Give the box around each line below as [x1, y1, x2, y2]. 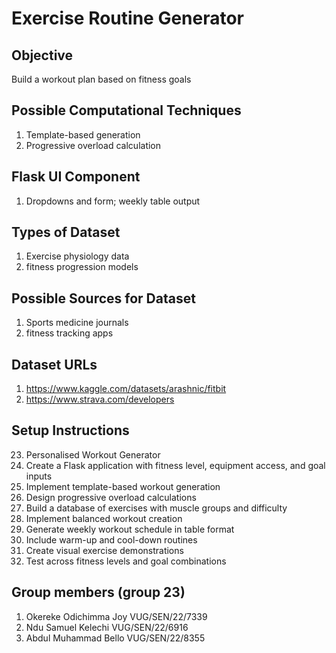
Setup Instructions [11, 422, 130, 439]
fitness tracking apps [25, 327, 114, 339]
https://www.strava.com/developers [25, 393, 175, 406]
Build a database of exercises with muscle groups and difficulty [25, 502, 288, 514]
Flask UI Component [11, 168, 141, 186]
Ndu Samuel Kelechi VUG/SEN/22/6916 [25, 621, 189, 633]
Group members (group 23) [11, 584, 186, 601]
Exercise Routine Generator [11, 7, 245, 30]
